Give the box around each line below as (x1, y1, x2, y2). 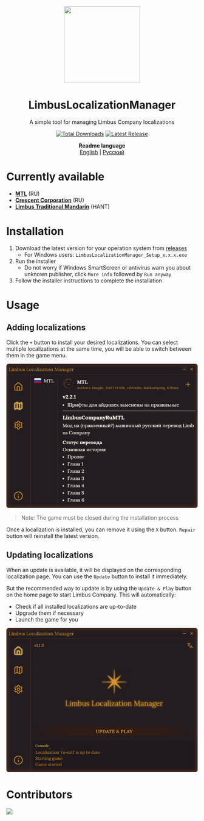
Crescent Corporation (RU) (15, 196, 85, 204)
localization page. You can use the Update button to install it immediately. (6, 573, 188, 580)
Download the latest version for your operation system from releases (15, 244, 187, 252)
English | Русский (80, 148, 124, 156)
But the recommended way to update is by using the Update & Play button (6, 584, 192, 592)
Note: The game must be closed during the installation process (21, 514, 179, 521)
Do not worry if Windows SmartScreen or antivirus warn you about (24, 264, 191, 271)
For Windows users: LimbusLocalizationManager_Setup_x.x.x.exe (24, 251, 187, 258)
